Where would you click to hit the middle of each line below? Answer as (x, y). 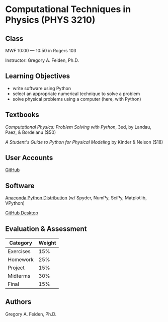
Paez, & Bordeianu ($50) (31, 132)
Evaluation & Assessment (46, 229)
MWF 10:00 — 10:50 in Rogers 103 (41, 51)
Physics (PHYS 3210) (50, 20)
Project (16, 268)
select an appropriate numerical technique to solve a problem (76, 94)
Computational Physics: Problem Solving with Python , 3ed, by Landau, (78, 127)
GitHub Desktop (22, 213)
